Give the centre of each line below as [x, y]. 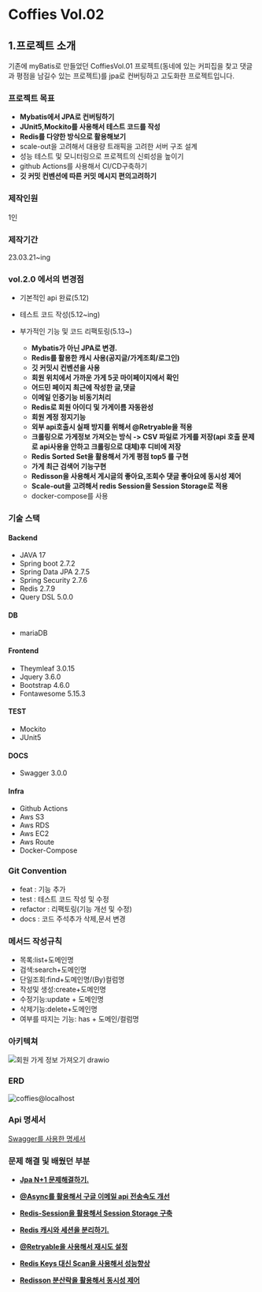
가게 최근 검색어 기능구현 [69, 466]
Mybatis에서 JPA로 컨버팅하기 [67, 117]
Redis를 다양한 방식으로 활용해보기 [73, 136]
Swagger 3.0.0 [43, 773]
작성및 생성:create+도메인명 [63, 989]
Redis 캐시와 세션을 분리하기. [65, 1230]
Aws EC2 [34, 834]
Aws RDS [34, 825]
